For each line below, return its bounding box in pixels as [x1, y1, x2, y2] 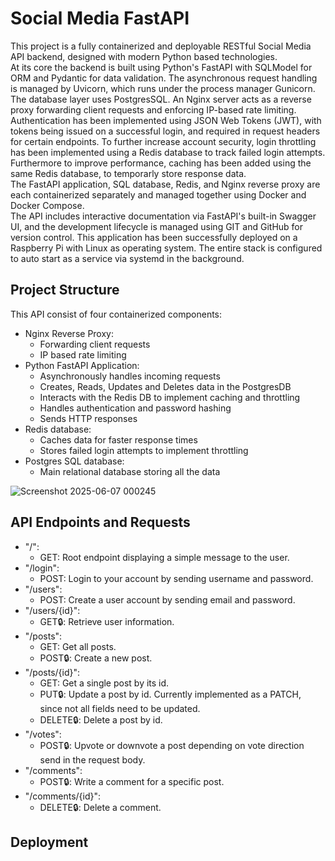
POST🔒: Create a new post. [39, 652, 153, 664]
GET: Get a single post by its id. [39, 677, 170, 689]
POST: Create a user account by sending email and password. [39, 593, 296, 606]
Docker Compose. [10, 199, 85, 211]
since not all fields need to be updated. [39, 702, 201, 714]
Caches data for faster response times [39, 433, 198, 446]
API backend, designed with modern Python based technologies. [10, 50, 278, 62]
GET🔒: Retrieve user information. [39, 615, 175, 627]
